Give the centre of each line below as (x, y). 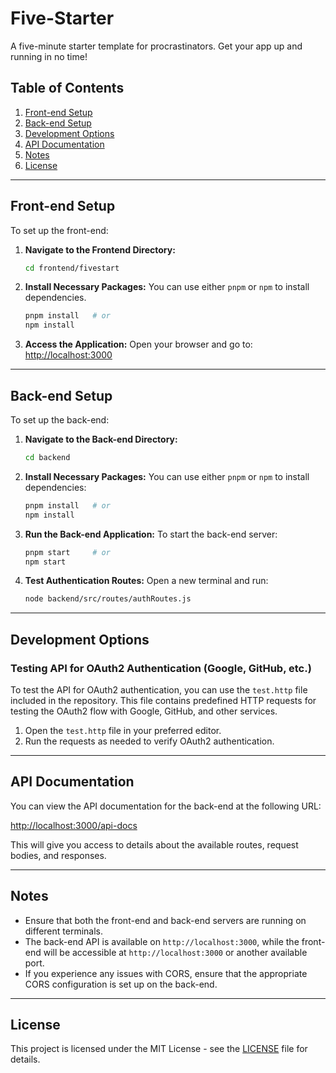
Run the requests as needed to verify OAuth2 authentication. (149, 741)
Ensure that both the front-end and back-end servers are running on (165, 920)
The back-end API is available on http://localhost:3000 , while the (162, 941)
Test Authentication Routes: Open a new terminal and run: (146, 581)
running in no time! (49, 56)
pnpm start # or (67, 552)
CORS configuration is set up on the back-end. (121, 984)
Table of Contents (67, 88)
